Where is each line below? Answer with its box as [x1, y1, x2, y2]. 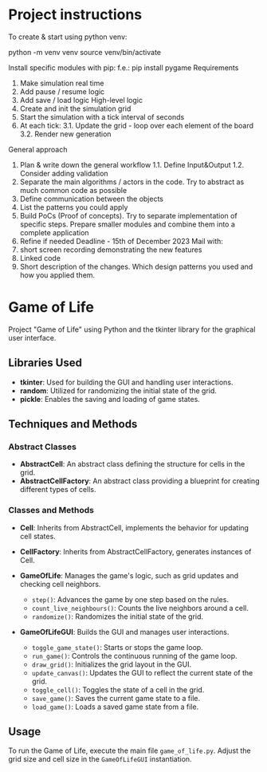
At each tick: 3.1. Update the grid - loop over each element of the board [19, 120, 253, 130]
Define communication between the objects [19, 194, 164, 203]
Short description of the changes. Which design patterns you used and [19, 262, 253, 271]
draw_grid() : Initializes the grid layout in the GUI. [31, 660, 192, 669]
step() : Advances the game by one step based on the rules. [31, 594, 230, 604]
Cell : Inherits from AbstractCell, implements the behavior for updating [19, 522, 249, 532]
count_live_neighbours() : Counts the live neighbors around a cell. [31, 603, 249, 612]
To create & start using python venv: [8, 32, 128, 41]
